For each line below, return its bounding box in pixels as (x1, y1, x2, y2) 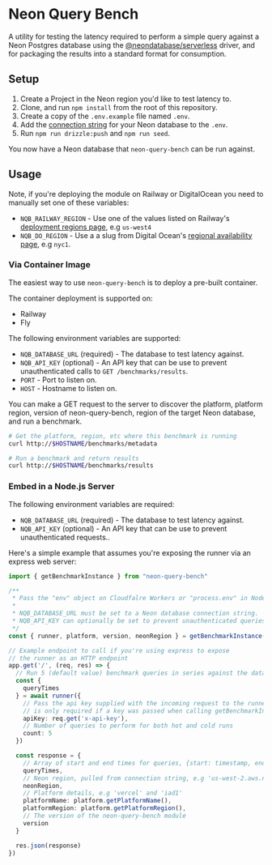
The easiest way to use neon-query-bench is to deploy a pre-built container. (8, 277, 258, 288)
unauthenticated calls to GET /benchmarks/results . (19, 366, 189, 376)
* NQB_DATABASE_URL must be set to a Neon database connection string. (11, 609, 259, 618)
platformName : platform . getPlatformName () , (23, 797, 172, 805)
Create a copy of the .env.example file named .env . (19, 111, 190, 121)
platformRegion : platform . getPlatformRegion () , (23, 804, 186, 812)
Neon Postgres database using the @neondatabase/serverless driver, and (8, 40, 255, 49)
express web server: (8, 556, 77, 566)
